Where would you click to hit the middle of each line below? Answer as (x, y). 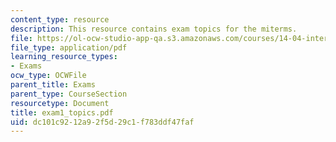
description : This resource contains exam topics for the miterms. (154, 29)
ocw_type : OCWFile (48, 76)
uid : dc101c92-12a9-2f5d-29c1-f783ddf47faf (102, 122)
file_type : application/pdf (69, 47)
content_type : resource (60, 19)
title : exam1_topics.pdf (62, 112)
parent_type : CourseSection (69, 94)
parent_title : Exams (53, 85)
